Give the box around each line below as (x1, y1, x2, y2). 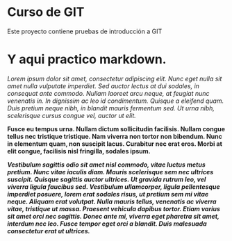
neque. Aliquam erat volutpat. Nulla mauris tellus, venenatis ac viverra (7, 197, 217, 206)
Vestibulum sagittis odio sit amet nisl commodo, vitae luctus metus (7, 160, 206, 169)
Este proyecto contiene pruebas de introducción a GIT (7, 27, 163, 35)
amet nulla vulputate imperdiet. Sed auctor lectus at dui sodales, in (7, 81, 200, 90)
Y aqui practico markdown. (7, 51, 167, 67)
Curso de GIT (7, 4, 85, 20)
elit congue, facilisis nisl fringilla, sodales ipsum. (7, 147, 151, 155)
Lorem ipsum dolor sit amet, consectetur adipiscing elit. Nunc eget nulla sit (7, 74, 222, 83)
